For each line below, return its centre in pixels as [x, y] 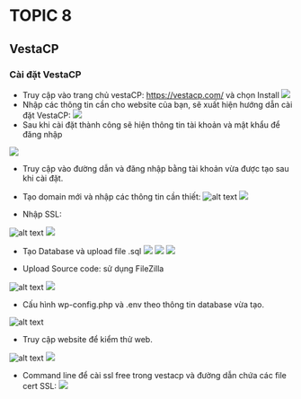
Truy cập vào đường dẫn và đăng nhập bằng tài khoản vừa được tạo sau [155, 168]
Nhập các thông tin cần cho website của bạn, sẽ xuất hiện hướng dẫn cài [157, 104]
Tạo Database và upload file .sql [82, 251]
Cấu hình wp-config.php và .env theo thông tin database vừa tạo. [143, 304]
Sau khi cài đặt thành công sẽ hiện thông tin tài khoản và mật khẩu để [151, 124]
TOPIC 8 [40, 16]
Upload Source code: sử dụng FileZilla [93, 268]
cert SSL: [39, 386]
